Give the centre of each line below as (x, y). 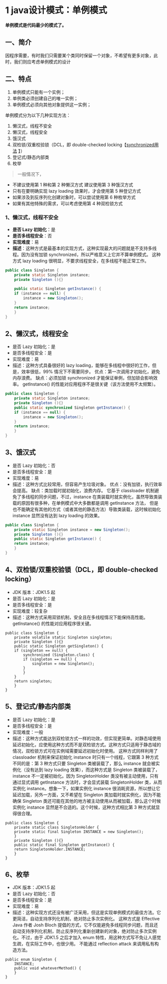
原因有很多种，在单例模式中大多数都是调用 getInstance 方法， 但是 (90, 503)
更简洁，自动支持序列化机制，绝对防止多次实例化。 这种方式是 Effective (86, 919)
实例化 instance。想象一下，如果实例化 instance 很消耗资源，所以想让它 (86, 788)
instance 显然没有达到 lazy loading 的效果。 (57, 515)
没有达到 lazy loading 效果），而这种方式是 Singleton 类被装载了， (93, 770)
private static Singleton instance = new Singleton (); (72, 530)
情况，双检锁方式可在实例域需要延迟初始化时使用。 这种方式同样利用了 (85, 751)
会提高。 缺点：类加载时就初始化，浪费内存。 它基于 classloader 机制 (83, 490)
